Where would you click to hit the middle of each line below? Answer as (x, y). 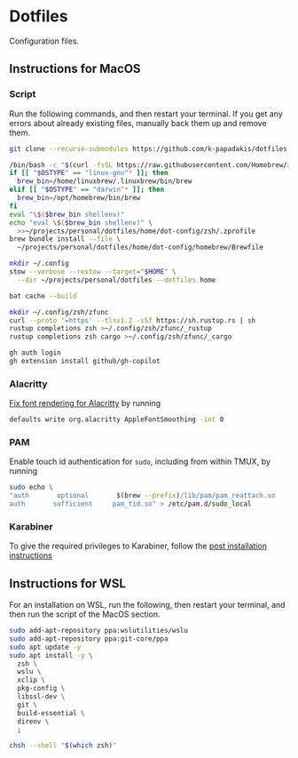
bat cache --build (43, 296)
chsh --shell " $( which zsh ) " (63, 746)
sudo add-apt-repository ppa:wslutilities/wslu (99, 631)
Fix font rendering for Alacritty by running (85, 403)
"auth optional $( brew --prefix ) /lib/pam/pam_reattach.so (142, 496)
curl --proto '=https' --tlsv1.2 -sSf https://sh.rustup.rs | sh (132, 320)
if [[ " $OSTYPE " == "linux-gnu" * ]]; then (89, 173)
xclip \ (31, 680)
